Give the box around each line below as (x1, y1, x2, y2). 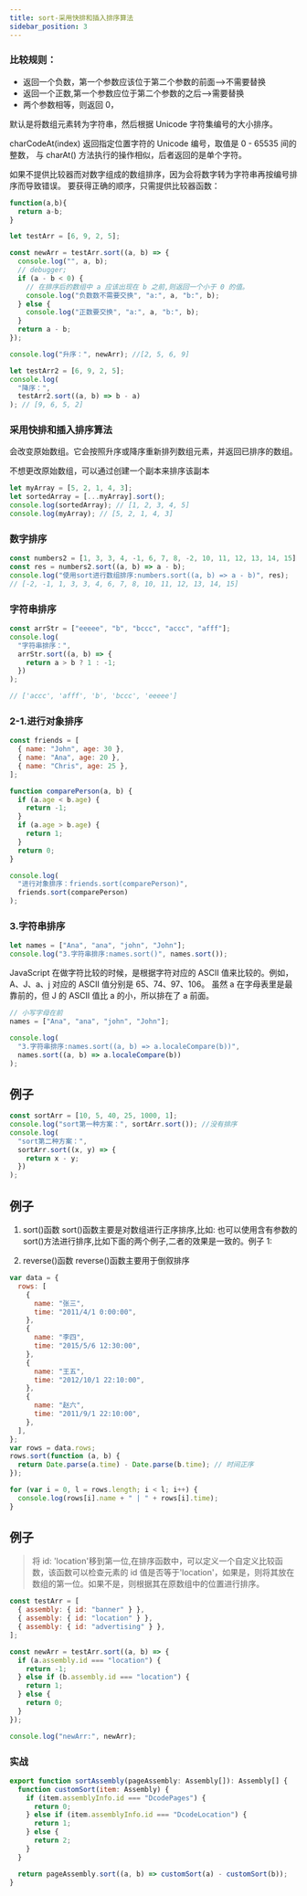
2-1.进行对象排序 (9, 715, 84, 727)
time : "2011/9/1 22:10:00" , (33, 1409, 142, 1419)
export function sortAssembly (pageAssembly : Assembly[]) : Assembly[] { (9, 1776, 288, 1785)
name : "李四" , (33, 1333, 85, 1342)
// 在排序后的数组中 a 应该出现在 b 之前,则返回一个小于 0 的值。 (26, 282, 249, 291)
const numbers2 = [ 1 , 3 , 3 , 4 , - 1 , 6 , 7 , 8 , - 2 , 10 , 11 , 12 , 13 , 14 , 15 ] (9, 554, 297, 563)
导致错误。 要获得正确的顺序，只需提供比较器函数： (25, 180, 220, 191)
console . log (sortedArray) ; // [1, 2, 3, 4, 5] (9, 501, 190, 510)
